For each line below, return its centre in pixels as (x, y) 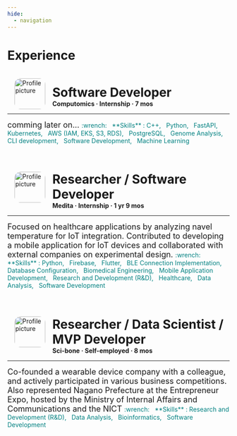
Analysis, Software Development (56, 286)
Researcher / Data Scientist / (138, 324)
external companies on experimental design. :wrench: (104, 255)
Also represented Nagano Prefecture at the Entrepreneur (113, 390)
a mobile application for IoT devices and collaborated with (115, 246)
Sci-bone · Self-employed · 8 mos (103, 351)
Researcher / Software (120, 180)
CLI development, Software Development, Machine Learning (98, 140)
